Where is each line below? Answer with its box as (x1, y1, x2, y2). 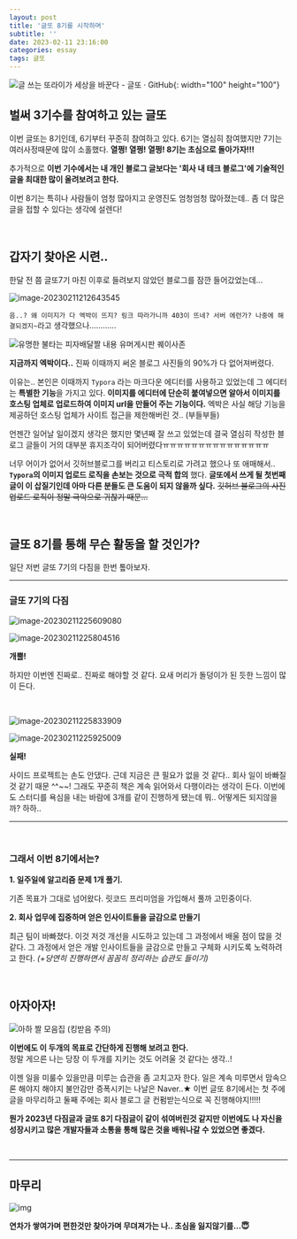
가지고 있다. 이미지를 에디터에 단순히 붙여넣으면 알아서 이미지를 (65, 387, 281, 398)
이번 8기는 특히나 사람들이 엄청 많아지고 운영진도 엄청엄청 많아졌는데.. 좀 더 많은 (9, 192, 285, 204)
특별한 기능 (18, 387, 57, 398)
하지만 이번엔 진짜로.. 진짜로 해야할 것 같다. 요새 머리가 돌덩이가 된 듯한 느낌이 (9, 669, 278, 680)
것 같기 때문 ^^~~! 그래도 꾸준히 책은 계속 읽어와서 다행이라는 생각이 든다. (9, 781, 263, 791)
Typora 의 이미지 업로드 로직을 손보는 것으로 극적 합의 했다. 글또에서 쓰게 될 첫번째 (9, 469, 286, 480)
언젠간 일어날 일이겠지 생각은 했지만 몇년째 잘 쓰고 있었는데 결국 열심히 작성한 (9, 428, 276, 439)
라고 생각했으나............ (36, 319, 117, 330)
